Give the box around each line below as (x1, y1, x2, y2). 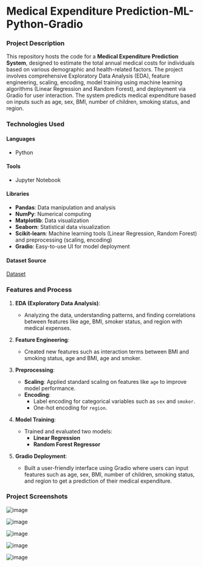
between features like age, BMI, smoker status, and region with (24, 317, 182, 325)
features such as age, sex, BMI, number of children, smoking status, (24, 471, 195, 478)
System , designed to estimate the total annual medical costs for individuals (6, 59, 195, 67)
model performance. (24, 385, 76, 392)
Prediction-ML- (115, 4, 194, 18)
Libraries (6, 190, 29, 198)
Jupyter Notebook (15, 176, 61, 184)
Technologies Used (6, 120, 65, 129)
